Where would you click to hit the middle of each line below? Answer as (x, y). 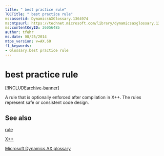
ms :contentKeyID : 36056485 (32, 28)
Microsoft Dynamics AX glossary (38, 149)
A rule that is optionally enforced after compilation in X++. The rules (73, 97)
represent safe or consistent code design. (47, 102)
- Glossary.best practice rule (37, 50)
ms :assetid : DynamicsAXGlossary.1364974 (47, 19)
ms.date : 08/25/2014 (26, 37)
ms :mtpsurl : (17, 23)
